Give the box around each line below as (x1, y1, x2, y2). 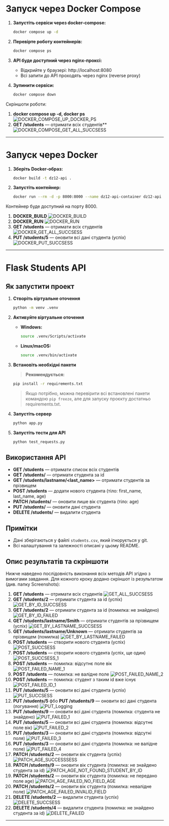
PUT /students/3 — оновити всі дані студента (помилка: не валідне (13, 740, 157, 747)
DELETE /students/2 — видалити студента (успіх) (13, 794, 119, 800)
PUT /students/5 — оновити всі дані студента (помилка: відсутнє (13, 719, 153, 725)
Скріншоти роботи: (6, 101, 47, 107)
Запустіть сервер (13, 410, 52, 417)
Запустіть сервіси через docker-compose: (13, 20, 106, 26)
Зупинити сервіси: (13, 82, 55, 88)
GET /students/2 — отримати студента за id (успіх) (13, 596, 122, 602)
